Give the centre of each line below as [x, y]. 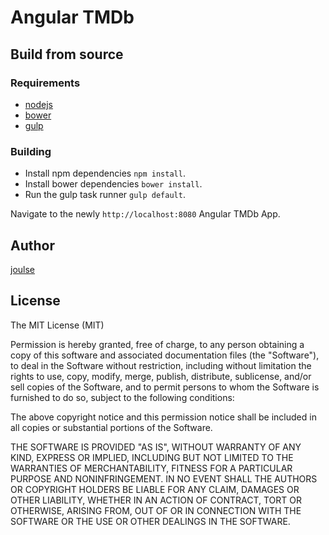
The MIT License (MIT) [57, 325]
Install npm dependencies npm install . [105, 173]
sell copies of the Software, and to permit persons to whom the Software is [165, 387]
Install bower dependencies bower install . [113, 184]
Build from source [67, 54]
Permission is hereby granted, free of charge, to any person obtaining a [157, 344]
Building [31, 151]
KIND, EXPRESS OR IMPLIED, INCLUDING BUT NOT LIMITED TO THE [152, 457]
